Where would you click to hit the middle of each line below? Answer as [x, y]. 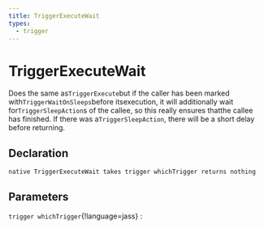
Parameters [39, 196]
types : [19, 23]
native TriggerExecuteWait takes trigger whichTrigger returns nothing [132, 172]
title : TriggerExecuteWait [54, 16]
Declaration [39, 153]
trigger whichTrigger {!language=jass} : [76, 216]
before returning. [37, 128]
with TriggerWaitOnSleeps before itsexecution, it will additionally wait [121, 102]
